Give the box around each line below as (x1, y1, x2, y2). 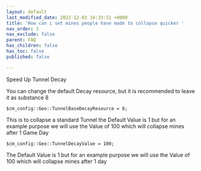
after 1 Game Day (6, 129, 49, 136)
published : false (6, 54, 50, 60)
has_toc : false (6, 48, 45, 54)
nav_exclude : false (6, 31, 55, 37)
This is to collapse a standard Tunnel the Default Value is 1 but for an (6, 116, 176, 123)
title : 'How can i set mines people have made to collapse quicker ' (6, 20, 185, 26)
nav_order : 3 (6, 25, 39, 32)
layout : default (6, 8, 47, 15)
